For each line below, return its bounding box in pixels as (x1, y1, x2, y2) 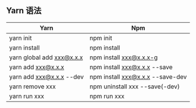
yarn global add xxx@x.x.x (9, 53, 83, 61)
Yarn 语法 (6, 5, 42, 16)
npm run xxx (89, 92, 125, 100)
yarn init (9, 33, 32, 42)
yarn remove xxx (9, 82, 56, 91)
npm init (89, 33, 113, 42)
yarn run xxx (9, 92, 45, 100)
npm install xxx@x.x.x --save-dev (89, 72, 187, 81)
